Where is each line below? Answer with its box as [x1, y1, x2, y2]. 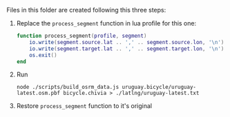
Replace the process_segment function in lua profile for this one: [16, 19, 197, 27]
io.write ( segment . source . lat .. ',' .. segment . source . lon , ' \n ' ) [29, 39, 224, 45]
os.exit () [29, 52, 57, 58]
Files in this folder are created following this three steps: [6, 6, 166, 14]
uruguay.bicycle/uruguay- [122, 84, 197, 91]
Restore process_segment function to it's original [16, 102, 153, 110]
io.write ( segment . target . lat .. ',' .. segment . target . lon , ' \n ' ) [29, 45, 224, 52]
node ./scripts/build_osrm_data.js [16, 84, 119, 91]
